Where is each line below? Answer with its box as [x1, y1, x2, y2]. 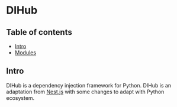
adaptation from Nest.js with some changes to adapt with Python [6, 88, 165, 95]
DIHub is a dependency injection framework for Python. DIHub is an [6, 82, 172, 89]
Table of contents [6, 27, 72, 37]
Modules [14, 49, 37, 56]
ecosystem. [6, 94, 35, 101]
